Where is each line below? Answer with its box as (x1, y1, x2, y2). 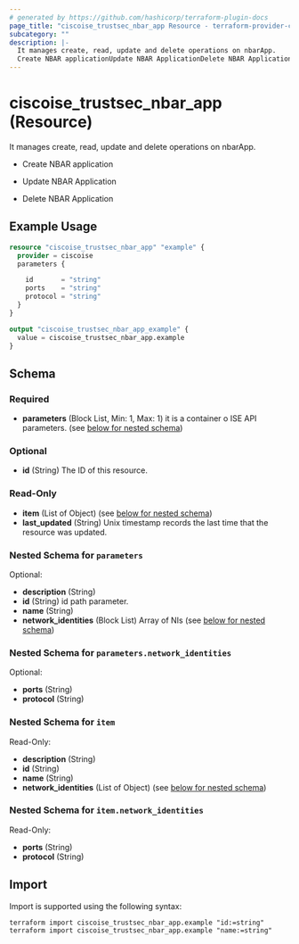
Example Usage (9, 219, 98, 235)
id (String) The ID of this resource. (21, 465, 149, 476)
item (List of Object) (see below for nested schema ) (21, 508, 213, 518)
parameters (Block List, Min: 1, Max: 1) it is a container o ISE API (21, 413, 257, 424)
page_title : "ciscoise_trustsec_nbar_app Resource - (9, 21, 209, 30)
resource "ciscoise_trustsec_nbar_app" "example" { (9, 243, 205, 252)
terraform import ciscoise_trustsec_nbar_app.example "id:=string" (9, 918, 265, 927)
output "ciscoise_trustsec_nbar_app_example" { (9, 325, 190, 334)
